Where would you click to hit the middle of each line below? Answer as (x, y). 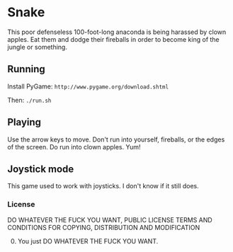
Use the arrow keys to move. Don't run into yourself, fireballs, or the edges (116, 139)
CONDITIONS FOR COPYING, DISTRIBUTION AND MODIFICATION (104, 227)
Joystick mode (41, 169)
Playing (24, 122)
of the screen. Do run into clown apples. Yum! (74, 147)
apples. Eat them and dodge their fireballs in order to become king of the (113, 39)
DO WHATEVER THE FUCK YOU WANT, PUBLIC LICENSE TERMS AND (110, 219)
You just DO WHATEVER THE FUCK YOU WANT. (88, 241)
